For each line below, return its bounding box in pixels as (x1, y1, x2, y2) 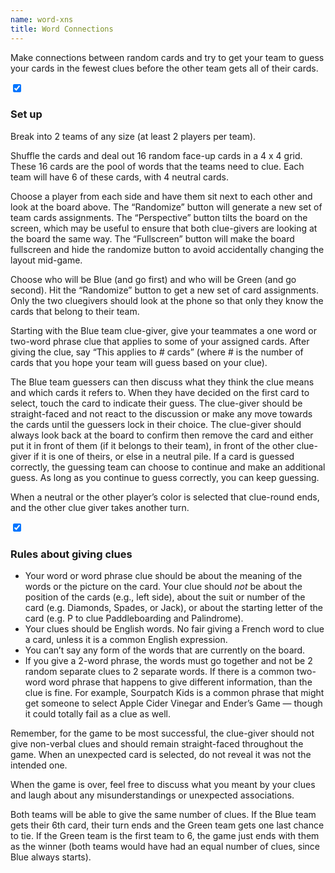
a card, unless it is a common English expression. (24, 634, 228, 646)
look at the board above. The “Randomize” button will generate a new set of (10, 201, 323, 213)
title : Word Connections (10, 24, 114, 34)
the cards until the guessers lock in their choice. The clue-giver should (10, 418, 302, 430)
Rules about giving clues (10, 547, 133, 561)
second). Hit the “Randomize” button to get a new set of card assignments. (10, 284, 319, 296)
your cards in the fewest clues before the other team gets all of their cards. (10, 62, 319, 74)
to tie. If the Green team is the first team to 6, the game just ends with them (10, 830, 320, 842)
